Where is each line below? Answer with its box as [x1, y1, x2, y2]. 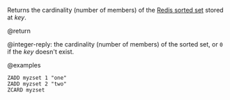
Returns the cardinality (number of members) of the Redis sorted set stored [7, 6, 224, 14]
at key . [7, 13, 26, 22]
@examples [7, 61, 41, 69]
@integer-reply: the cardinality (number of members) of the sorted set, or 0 [7, 40, 223, 48]
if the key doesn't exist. [7, 48, 75, 56]
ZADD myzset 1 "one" [7, 74, 68, 81]
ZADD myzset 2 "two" [7, 81, 68, 87]
